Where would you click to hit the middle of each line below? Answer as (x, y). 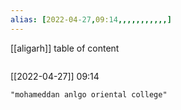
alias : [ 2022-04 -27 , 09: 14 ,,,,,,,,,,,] (91, 19)
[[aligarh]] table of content (65, 48)
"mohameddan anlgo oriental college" (89, 94)
